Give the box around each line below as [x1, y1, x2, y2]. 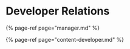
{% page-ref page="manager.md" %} [5, 24, 100, 31]
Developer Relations [5, 4, 110, 18]
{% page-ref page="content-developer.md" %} [5, 36, 125, 43]
